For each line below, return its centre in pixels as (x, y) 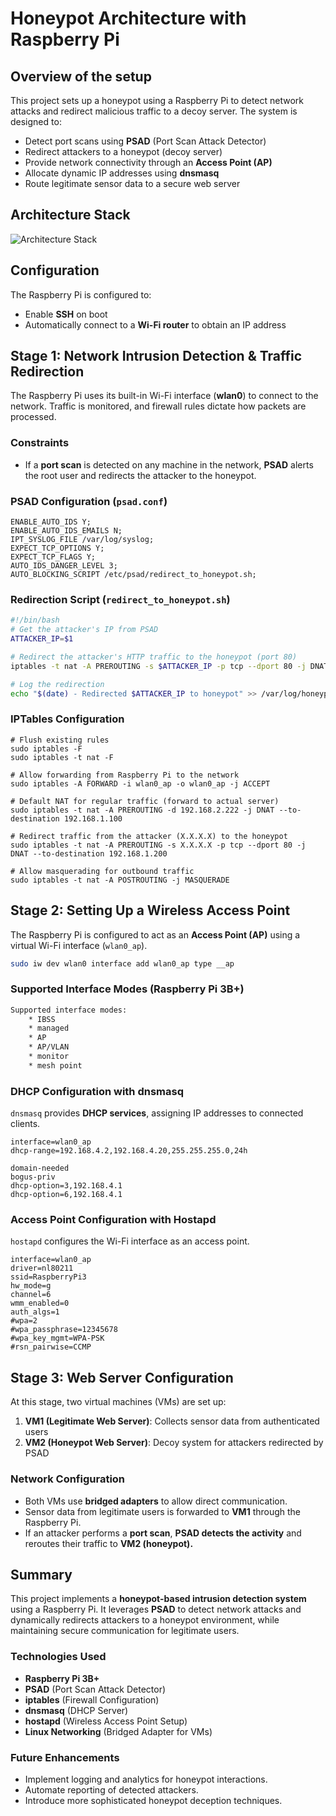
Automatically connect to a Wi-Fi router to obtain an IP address (155, 324)
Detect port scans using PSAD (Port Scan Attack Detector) (145, 141)
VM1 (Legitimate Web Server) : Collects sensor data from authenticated (172, 1421)
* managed (49, 1028)
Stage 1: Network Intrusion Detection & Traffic (156, 356)
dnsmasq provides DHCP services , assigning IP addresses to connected (157, 1113)
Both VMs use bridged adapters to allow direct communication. (156, 1501)
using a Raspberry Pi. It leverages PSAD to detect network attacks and (156, 1609)
